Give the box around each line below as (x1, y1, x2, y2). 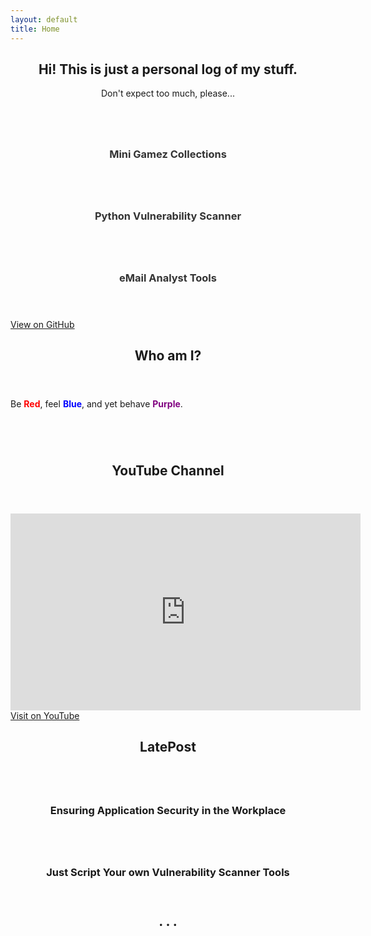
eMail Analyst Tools (119, 271, 217, 285)
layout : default (10, 14, 78, 25)
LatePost (139, 739, 197, 756)
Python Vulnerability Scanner (94, 209, 242, 223)
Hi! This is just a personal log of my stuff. (38, 61, 298, 78)
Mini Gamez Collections (109, 147, 227, 161)
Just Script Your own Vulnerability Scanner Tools (46, 866, 290, 880)
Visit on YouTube (10, 709, 80, 721)
